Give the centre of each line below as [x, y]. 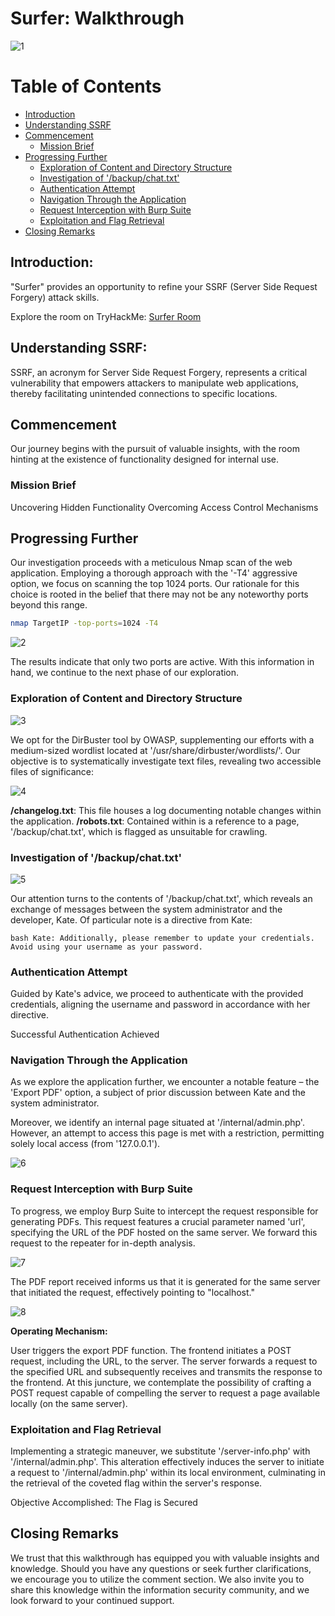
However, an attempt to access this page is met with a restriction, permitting [167, 1133]
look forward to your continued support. [92, 1600]
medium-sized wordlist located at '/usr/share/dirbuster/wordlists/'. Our [155, 750]
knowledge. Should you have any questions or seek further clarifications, [161, 1568]
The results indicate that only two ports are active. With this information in [162, 662]
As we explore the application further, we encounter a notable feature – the [165, 1082]
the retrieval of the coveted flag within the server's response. [136, 1483]
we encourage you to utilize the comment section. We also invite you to [157, 1579]
